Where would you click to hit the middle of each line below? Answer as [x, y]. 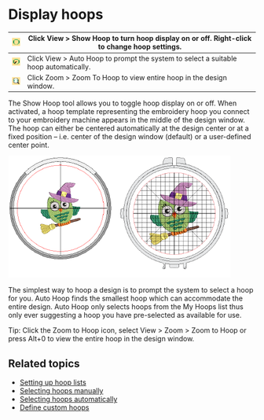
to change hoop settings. [140, 47]
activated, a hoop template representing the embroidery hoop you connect [129, 112]
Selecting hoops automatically [68, 400]
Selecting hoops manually [61, 391]
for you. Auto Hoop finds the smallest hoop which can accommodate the [126, 298]
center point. [29, 145]
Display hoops [56, 15]
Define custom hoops [54, 407]
